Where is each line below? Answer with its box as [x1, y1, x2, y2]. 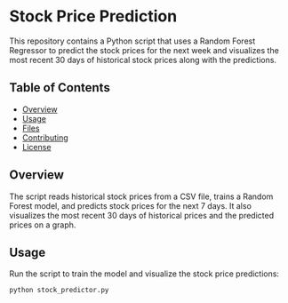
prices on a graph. [9, 219, 76, 230]
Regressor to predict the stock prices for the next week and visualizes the [9, 44, 280, 55]
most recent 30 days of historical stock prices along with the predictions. [9, 54, 277, 65]
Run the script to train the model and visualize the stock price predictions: [9, 268, 280, 279]
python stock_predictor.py [9, 286, 109, 295]
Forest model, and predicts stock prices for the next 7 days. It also [9, 200, 252, 211]
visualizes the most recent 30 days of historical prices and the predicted [9, 210, 274, 220]
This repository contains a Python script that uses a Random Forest [9, 36, 256, 46]
